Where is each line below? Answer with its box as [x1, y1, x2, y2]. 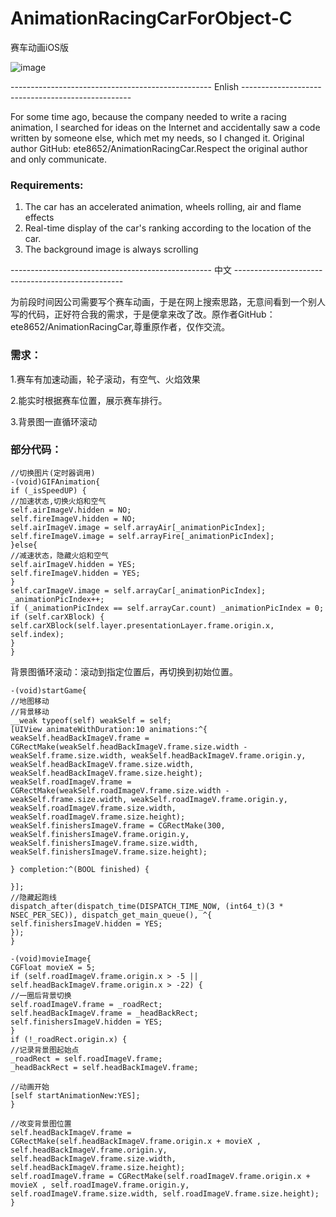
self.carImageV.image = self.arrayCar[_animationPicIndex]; [10, 585, 267, 596]
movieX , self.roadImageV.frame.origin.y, [10, 1180, 190, 1190]
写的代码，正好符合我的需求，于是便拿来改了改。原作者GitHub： [10, 308, 276, 321]
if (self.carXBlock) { [10, 612, 105, 622]
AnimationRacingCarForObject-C [10, 7, 293, 30]
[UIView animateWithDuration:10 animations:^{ [10, 724, 208, 734]
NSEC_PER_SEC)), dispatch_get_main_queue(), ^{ [10, 910, 213, 920]
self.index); [10, 629, 65, 639]
